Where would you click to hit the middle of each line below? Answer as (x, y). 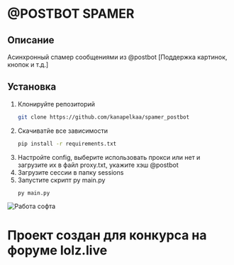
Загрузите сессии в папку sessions (71, 172)
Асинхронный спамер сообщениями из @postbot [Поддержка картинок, (117, 57)
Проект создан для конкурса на (107, 235)
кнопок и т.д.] (28, 65)
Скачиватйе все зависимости (63, 131)
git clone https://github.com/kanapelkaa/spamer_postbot (104, 117)
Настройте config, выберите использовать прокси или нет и (109, 157)
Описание (31, 40)
